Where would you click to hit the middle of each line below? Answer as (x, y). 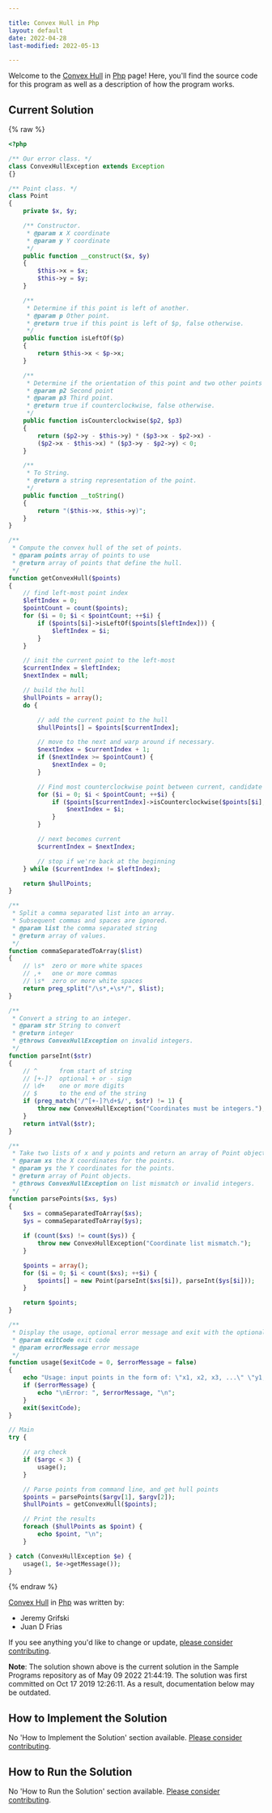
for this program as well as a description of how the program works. (121, 84)
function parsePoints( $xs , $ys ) (63, 1199)
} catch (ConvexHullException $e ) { (70, 1556)
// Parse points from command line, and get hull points (121, 1489)
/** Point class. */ (43, 188)
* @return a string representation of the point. (112, 481)
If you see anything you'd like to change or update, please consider (121, 1643)
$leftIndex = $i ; (81, 631)
